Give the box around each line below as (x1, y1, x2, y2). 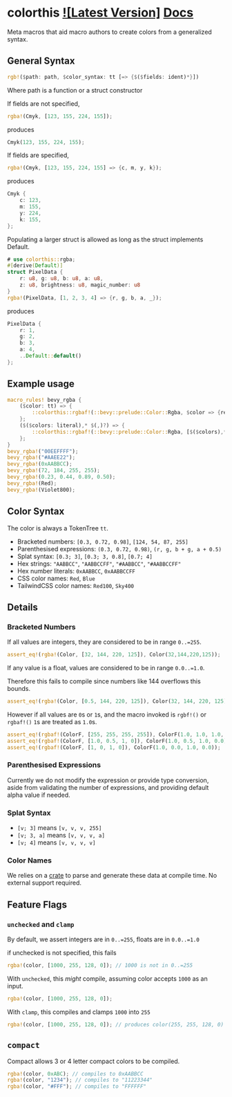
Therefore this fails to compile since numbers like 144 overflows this (7, 677, 202, 685)
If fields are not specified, (7, 99, 80, 108)
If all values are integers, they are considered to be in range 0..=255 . (7, 638, 202, 646)
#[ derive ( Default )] (7, 262, 64, 269)
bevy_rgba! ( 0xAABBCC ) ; (7, 461, 72, 468)
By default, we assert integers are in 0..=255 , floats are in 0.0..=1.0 (7, 935, 200, 943)
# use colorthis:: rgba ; (7, 256, 76, 263)
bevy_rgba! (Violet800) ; (7, 486, 76, 493)
